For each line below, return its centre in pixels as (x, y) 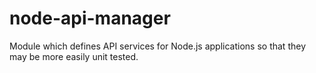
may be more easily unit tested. (74, 56)
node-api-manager (90, 18)
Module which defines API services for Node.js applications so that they (157, 46)
